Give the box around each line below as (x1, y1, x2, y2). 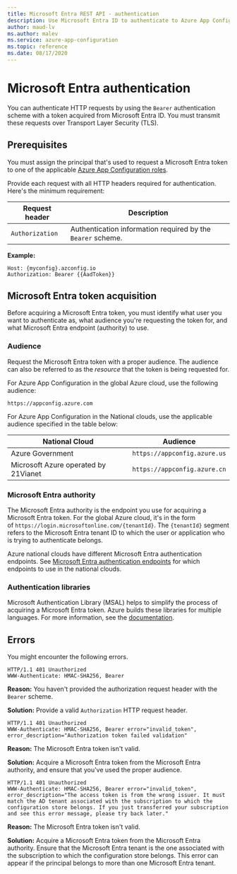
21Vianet (11, 468, 42, 478)
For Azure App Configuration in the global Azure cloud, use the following (7, 379, 219, 387)
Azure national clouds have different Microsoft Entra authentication (7, 550, 202, 558)
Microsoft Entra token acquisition (7, 290, 157, 302)
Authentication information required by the (70, 224, 212, 234)
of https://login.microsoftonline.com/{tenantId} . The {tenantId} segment (7, 521, 229, 530)
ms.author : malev (7, 30, 59, 37)
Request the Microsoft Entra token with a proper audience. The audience (7, 358, 219, 366)
